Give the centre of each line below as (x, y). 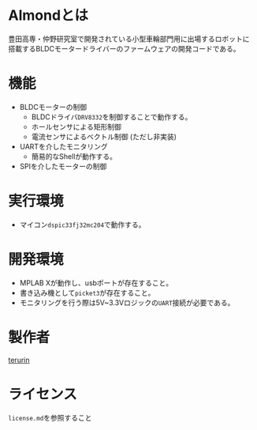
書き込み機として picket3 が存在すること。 (87, 292)
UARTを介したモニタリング (63, 146)
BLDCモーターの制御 (53, 107)
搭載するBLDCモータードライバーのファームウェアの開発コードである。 (124, 48)
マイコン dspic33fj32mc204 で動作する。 (82, 224)
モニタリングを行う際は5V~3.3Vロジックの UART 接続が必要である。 (127, 302)
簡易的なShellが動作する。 (74, 156)
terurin (19, 360)
